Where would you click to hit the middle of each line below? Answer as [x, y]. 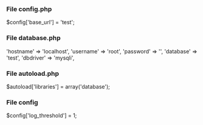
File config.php [29, 9]
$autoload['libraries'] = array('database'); [58, 86]
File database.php [33, 38]
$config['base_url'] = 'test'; [40, 22]
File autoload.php [33, 73]
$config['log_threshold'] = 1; [42, 116]
